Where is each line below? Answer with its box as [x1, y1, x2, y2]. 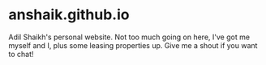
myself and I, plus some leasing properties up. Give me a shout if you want [8, 40, 258, 50]
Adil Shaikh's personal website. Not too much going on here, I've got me [8, 32, 250, 42]
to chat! [8, 49, 34, 59]
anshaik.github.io [8, 6, 130, 24]
